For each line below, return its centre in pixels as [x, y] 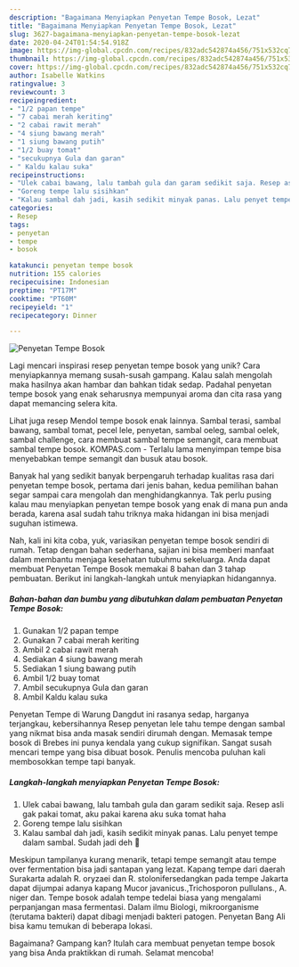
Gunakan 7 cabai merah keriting [81, 640]
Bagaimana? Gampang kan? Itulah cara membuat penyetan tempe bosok [142, 943]
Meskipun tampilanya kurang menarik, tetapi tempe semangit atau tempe [143, 860]
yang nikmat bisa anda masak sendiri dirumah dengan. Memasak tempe [141, 733]
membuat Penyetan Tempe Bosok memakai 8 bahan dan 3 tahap [128, 569]
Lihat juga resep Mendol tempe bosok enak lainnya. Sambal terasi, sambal [145, 421]
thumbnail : [29, 59]
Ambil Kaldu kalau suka [65, 697]
